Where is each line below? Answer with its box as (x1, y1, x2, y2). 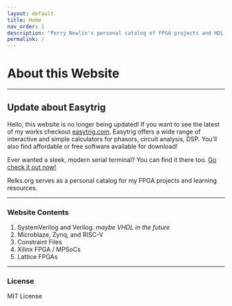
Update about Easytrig (7, 102, 106, 114)
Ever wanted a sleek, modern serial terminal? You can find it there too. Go (7, 155, 217, 163)
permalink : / (7, 36, 45, 43)
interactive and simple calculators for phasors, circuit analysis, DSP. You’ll (7, 134, 217, 143)
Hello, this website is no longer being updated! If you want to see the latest (7, 120, 220, 128)
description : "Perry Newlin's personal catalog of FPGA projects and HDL (7, 29, 224, 37)
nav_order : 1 (7, 23, 45, 30)
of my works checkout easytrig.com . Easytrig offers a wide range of (7, 127, 201, 136)
